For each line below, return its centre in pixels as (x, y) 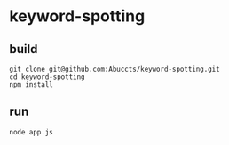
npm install (31, 85)
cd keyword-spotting (47, 77)
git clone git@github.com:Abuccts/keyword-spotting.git (114, 69)
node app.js (31, 132)
